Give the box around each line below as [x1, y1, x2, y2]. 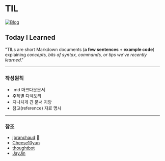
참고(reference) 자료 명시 [12, 105, 61, 111]
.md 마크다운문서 [12, 87, 45, 93]
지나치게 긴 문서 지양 [12, 99, 52, 105]
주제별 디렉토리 [12, 93, 42, 99]
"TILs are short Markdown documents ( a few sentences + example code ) [5, 46, 155, 52]
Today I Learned [5, 33, 55, 42]
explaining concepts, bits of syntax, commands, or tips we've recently [5, 52, 147, 57]
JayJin [12, 150, 26, 156]
